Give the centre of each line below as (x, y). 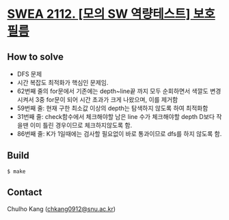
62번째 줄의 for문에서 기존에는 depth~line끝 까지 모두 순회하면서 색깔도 (112, 91)
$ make (16, 171)
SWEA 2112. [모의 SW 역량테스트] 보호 (111, 14)
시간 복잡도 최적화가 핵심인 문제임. (63, 82)
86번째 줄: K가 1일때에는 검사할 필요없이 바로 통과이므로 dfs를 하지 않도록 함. (119, 134)
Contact (25, 192)
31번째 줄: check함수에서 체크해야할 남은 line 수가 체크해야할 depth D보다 (116, 116)
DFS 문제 (29, 74)
